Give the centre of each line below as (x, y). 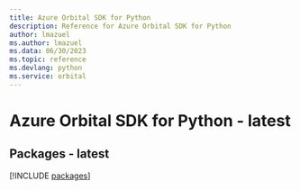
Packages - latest (59, 154)
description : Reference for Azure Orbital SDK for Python (120, 26)
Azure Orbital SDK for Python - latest (150, 120)
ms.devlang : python (46, 68)
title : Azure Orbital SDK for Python (80, 18)
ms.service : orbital (48, 77)
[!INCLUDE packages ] (50, 176)
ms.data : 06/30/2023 (48, 51)
